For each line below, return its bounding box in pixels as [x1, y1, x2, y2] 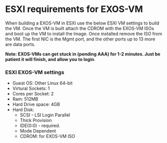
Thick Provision [19, 117, 52, 123]
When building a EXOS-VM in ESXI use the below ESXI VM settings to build [5, 20, 159, 26]
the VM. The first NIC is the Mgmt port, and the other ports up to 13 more [5, 36, 155, 42]
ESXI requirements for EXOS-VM [5, 3, 143, 15]
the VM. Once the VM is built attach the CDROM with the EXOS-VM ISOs [5, 25, 154, 31]
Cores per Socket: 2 [12, 91, 54, 97]
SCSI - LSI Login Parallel [19, 112, 70, 118]
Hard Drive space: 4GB [12, 101, 60, 107]
